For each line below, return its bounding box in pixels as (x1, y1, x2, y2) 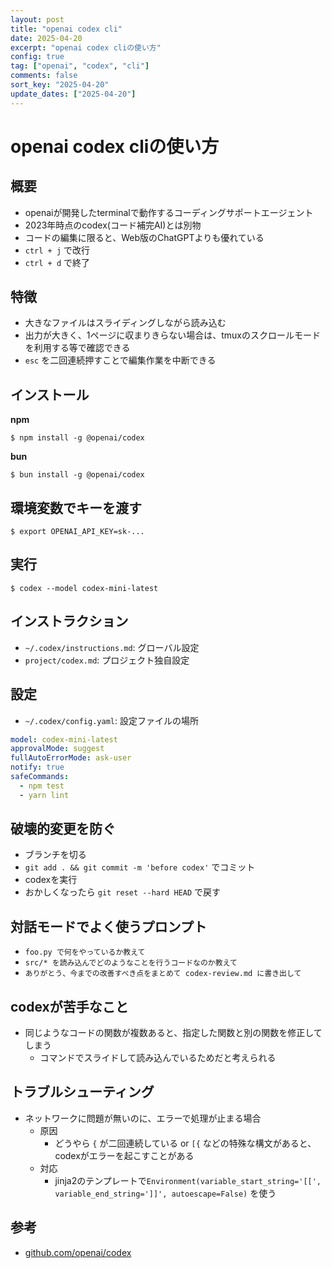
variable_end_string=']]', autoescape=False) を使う (54, 1187, 277, 1199)
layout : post (10, 14, 65, 25)
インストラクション (10, 613, 129, 630)
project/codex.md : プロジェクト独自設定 (24, 654, 190, 666)
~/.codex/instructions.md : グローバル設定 (24, 641, 200, 653)
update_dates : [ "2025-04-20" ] (10, 89, 137, 99)
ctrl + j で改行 (24, 244, 91, 256)
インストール (10, 386, 90, 403)
